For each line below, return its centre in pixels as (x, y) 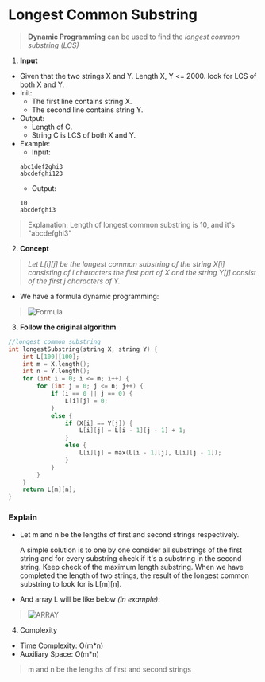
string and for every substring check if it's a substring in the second (131, 559)
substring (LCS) (53, 45)
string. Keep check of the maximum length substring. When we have (131, 567)
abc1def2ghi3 (41, 166)
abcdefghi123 (41, 173)
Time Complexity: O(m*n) (61, 645)
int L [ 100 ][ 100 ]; (51, 357)
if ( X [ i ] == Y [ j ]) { (99, 423)
